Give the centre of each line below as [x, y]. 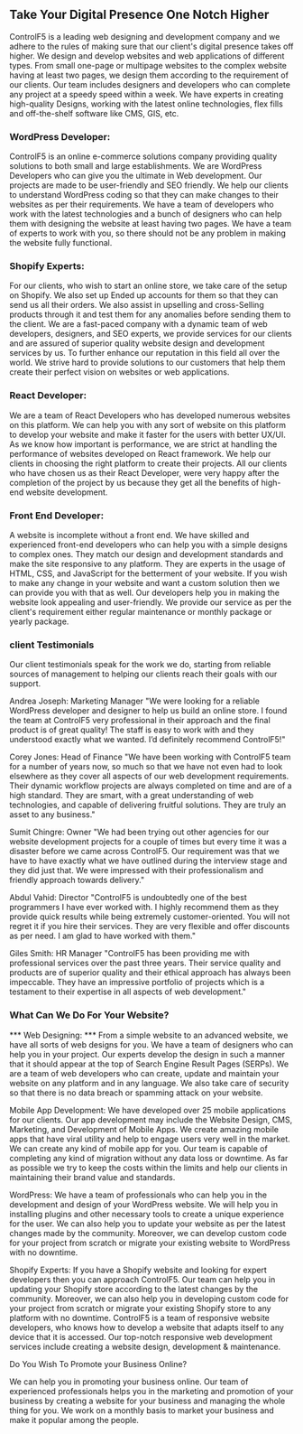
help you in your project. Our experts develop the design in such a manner [147, 1054]
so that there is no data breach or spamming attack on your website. [136, 1093]
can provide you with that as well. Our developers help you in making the [144, 592]
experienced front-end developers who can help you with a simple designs [149, 545]
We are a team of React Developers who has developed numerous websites [150, 415]
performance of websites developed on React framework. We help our [140, 453]
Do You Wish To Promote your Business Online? [98, 1364]
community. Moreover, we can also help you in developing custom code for [149, 1299]
